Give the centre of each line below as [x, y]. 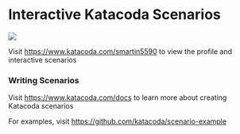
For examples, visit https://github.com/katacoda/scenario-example [117, 121]
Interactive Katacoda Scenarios [114, 15]
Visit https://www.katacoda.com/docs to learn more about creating [118, 98]
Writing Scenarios [44, 80]
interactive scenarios [43, 59]
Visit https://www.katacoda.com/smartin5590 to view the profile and [120, 51]
